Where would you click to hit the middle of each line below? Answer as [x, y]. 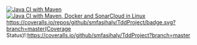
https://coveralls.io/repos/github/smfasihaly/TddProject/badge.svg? [91, 22]
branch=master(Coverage [39, 29]
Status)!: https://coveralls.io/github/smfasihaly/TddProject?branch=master [98, 35]
